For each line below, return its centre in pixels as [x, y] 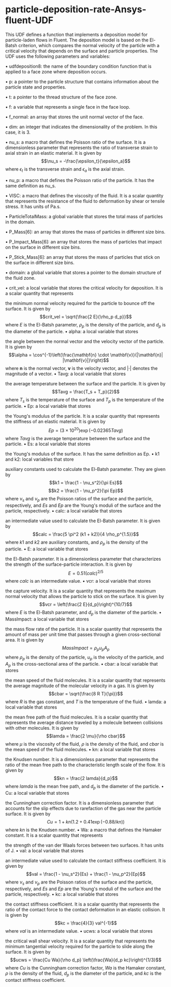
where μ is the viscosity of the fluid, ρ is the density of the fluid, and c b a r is [85, 744]
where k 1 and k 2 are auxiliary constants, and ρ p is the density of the [77, 543]
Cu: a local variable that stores [37, 793]
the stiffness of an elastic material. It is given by [55, 422]
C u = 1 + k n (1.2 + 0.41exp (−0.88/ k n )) [86, 822]
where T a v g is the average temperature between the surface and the [78, 438]
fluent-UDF [29, 20]
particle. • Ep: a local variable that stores [48, 406]
